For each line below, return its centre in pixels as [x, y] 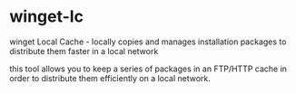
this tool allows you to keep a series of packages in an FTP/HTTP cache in [148, 69]
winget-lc [47, 17]
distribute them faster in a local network [84, 51]
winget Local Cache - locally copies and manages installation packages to [148, 42]
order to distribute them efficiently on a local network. [110, 78]
